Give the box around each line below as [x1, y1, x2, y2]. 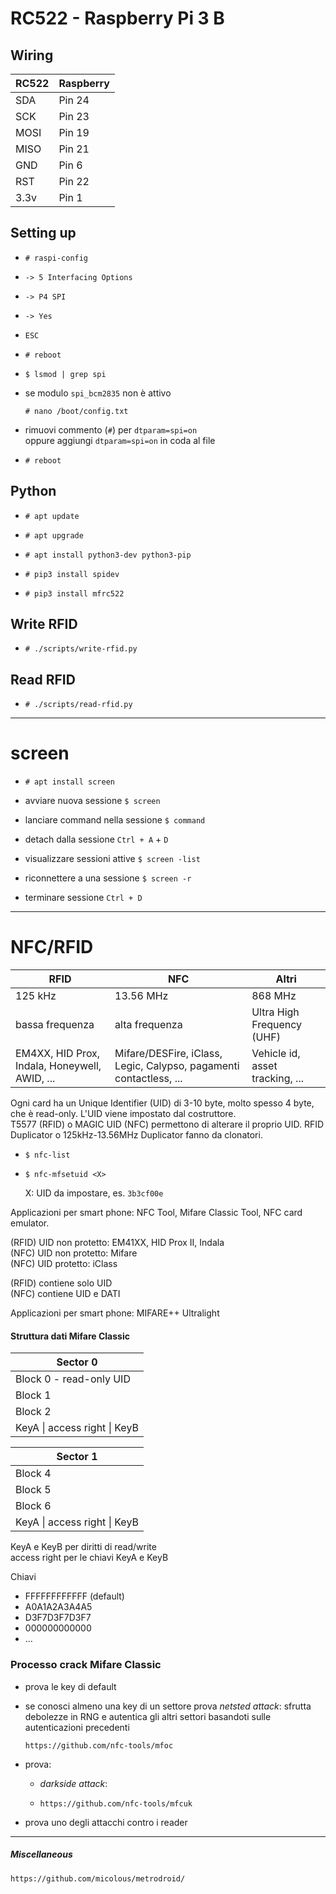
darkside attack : [39, 1777, 108, 1789]
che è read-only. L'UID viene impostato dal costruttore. [10, 1108, 237, 1120]
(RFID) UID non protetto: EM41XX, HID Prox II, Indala [10, 1237, 225, 1249]
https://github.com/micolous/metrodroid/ [10, 1873, 186, 1884]
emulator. [10, 1217, 50, 1229]
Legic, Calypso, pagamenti [114, 1059, 240, 1073]
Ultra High [251, 1005, 300, 1019]
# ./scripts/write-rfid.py [24, 644, 138, 654]
